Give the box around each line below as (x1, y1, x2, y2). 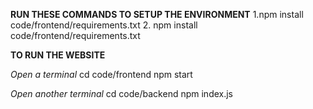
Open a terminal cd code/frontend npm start (10, 69, 193, 80)
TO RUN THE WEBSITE (10, 49, 106, 61)
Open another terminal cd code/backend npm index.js (10, 88, 234, 99)
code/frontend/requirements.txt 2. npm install (10, 19, 198, 31)
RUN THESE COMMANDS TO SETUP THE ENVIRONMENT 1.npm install (10, 9, 304, 20)
